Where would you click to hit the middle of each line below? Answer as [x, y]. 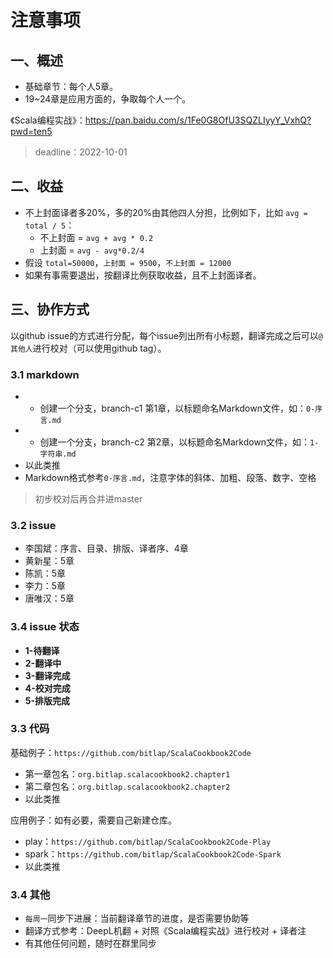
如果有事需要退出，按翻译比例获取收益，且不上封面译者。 [143, 275]
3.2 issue [33, 525]
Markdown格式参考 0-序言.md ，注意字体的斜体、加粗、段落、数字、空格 [170, 477]
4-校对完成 [47, 688]
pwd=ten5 [31, 131]
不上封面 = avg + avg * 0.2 [96, 237]
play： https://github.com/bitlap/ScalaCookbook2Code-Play [148, 841]
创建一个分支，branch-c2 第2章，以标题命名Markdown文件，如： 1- [179, 442]
